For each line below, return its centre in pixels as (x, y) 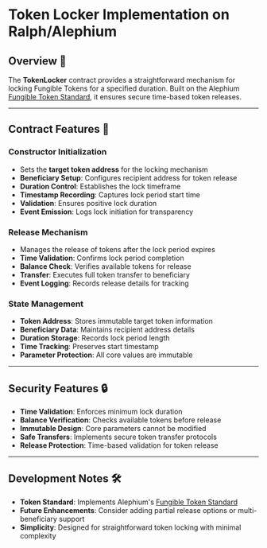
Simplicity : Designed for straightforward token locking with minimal (130, 527)
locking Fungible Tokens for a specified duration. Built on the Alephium (124, 88)
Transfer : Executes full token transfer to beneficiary (105, 274)
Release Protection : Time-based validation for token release (119, 445)
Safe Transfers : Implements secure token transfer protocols (118, 437)
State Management (46, 304)
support (72, 519)
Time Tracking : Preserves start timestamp (89, 347)
